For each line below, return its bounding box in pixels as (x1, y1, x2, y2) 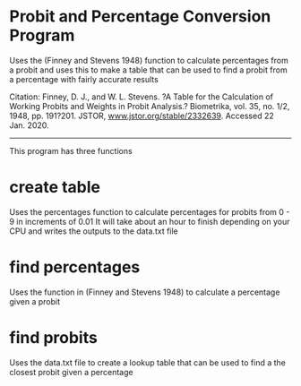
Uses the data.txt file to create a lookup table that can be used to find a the (9, 356, 287, 368)
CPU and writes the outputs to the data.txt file (9, 226, 179, 236)
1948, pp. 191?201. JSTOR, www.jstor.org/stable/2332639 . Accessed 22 (9, 110, 275, 121)
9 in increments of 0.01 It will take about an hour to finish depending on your (9, 216, 290, 227)
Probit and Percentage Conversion (9, 6, 271, 27)
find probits (9, 328, 99, 347)
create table (9, 177, 101, 198)
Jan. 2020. (9, 119, 49, 131)
